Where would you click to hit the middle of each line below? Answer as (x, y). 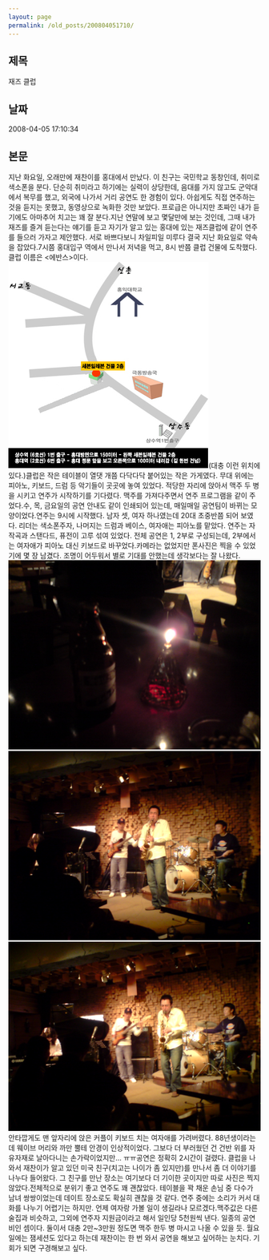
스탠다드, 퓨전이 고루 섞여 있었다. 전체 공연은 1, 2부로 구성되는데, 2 (133, 535)
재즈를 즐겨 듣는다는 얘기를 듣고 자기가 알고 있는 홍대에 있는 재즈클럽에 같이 (126, 227)
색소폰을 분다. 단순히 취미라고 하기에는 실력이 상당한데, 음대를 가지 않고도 (122, 187)
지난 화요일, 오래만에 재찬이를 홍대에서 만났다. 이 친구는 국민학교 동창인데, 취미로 (134, 177)
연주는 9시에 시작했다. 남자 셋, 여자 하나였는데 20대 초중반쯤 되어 (137, 515)
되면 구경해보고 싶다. (55, 1248)
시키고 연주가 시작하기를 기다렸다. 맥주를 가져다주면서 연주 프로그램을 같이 (132, 495)
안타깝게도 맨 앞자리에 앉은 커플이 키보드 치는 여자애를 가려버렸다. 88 (116, 1137)
